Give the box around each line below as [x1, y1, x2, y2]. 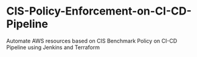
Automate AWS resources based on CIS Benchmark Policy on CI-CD [6, 37, 178, 44]
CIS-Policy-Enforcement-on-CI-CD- [6, 4, 192, 18]
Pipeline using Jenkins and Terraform [6, 44, 100, 51]
